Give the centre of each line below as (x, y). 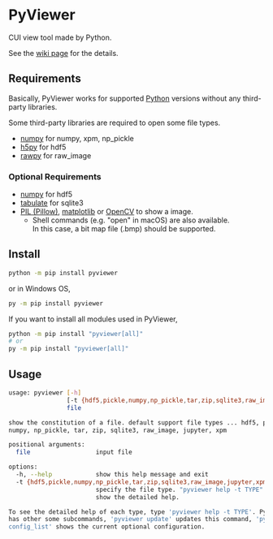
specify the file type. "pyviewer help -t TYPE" (180, 489)
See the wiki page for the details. (64, 53)
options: (23, 467)
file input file (74, 452)
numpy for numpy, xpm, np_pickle (77, 138)
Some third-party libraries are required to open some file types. (115, 123)
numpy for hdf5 (46, 194)
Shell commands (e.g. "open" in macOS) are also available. (131, 220)
